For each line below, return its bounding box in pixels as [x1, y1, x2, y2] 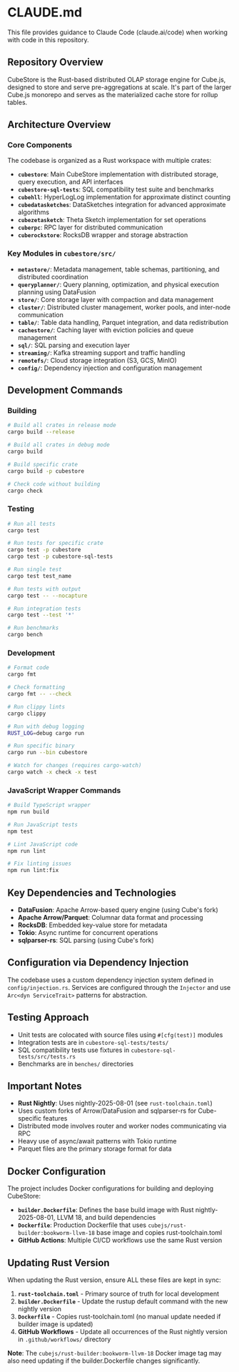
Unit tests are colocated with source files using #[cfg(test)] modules [17, 1030, 223, 1039]
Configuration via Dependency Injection [7, 956, 189, 968]
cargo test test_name [7, 572, 72, 579]
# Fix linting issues [7, 860, 72, 868]
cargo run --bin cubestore [7, 749, 88, 756]
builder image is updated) [17, 1320, 93, 1328]
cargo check [7, 487, 43, 494]
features [42, 1114, 68, 1123]
